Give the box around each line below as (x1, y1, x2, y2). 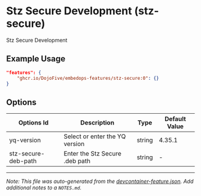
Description (80, 119, 115, 127)
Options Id (18, 119, 49, 127)
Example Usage (6, 54, 66, 64)
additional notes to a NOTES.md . (6, 184, 82, 191)
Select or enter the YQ (63, 132, 126, 141)
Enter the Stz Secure (63, 150, 121, 158)
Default (164, 115, 187, 123)
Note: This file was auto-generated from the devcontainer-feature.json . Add (6, 178, 194, 185)
